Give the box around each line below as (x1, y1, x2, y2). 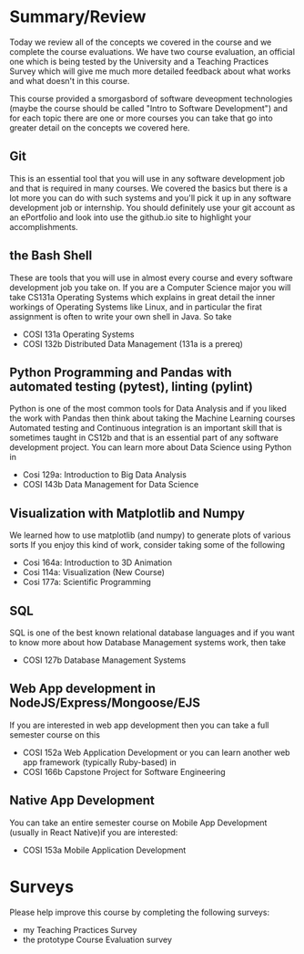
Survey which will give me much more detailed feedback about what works (9, 66, 291, 77)
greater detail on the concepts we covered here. (9, 121, 190, 133)
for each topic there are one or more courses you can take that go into (9, 112, 273, 123)
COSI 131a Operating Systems (22, 329, 135, 340)
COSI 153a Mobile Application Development (22, 844, 187, 855)
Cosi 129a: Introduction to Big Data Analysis (22, 469, 187, 480)
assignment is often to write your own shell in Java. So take (9, 310, 232, 321)
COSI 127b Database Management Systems (22, 655, 187, 666)
